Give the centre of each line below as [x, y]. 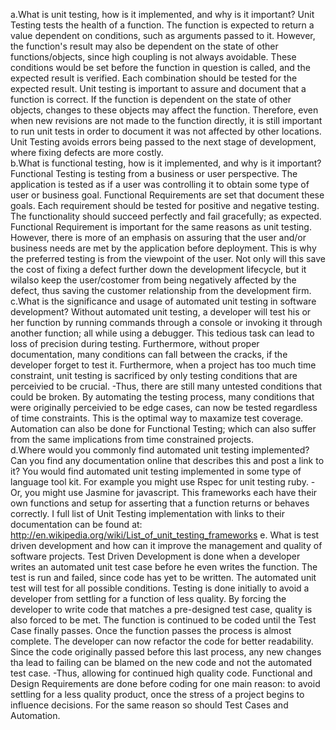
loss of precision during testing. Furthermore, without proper [135, 343]
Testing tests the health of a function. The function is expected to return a [162, 25]
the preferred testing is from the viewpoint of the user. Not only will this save [168, 258]
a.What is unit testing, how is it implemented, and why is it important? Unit [162, 14]
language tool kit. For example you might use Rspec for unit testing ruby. [159, 482]
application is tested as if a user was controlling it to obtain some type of [160, 184]
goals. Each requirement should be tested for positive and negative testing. [165, 205]
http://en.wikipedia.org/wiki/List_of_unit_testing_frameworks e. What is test [165, 535]
